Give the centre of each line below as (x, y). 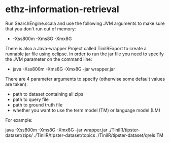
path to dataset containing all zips (48, 94)
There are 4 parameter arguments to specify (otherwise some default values (85, 79)
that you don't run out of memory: (41, 28)
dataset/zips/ (19, 135)
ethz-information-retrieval (62, 9)
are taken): (16, 84)
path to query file (31, 99)
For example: (19, 120)
